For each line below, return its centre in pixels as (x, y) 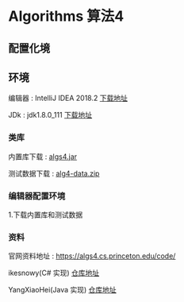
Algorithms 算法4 (66, 16)
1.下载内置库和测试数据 (46, 215)
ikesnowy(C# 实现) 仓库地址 (54, 273)
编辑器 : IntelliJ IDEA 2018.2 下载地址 (68, 98)
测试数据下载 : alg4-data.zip (54, 173)
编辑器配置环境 (37, 196)
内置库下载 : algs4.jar (43, 157)
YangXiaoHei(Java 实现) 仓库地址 (62, 290)
